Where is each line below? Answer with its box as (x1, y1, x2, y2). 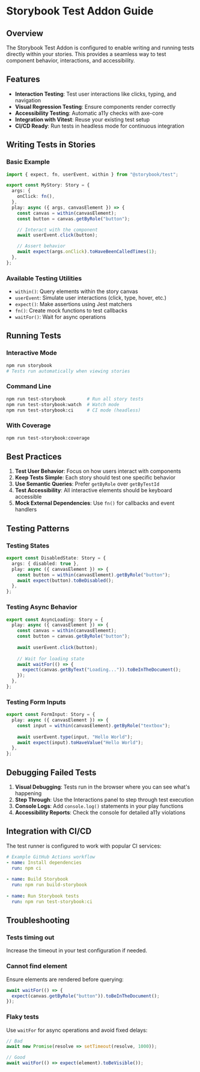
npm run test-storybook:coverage (6, 435, 90, 441)
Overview (6, 28, 44, 39)
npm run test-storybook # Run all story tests (6, 396, 144, 402)
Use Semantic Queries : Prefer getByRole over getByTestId (14, 480, 160, 488)
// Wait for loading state (17, 656, 85, 662)
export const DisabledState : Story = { (6, 555, 106, 561)
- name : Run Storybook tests (6, 893, 79, 899)
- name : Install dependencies (6, 859, 82, 866)
